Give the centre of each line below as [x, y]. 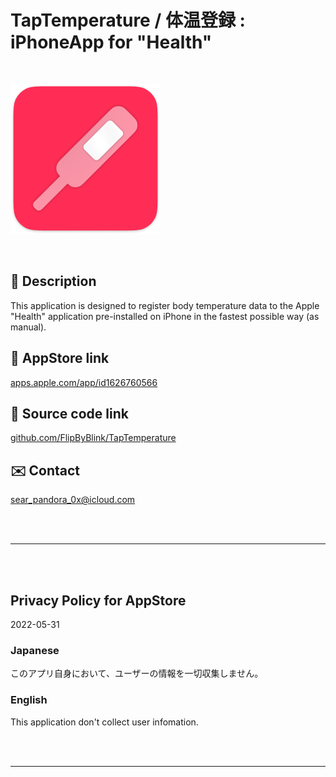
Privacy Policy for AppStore [98, 600]
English [29, 700]
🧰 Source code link [69, 413]
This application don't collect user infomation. [104, 722]
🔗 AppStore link [60, 358]
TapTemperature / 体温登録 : [128, 20]
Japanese [35, 650]
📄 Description [53, 281]
